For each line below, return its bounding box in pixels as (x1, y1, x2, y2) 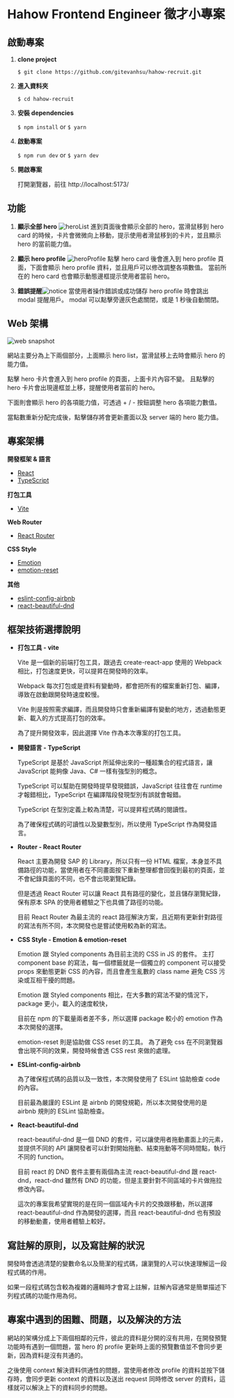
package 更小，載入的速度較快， (17, 1000, 111, 1008)
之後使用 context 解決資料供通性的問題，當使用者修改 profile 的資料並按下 (7, 1366, 219, 1374)
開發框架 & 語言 (7, 455, 52, 463)
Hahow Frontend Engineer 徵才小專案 (7, 6, 225, 22)
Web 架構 (7, 318, 49, 329)
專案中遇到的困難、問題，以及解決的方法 (7, 1314, 181, 1326)
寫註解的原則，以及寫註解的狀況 (7, 1239, 145, 1251)
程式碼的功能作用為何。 (13, 1291, 81, 1300)
